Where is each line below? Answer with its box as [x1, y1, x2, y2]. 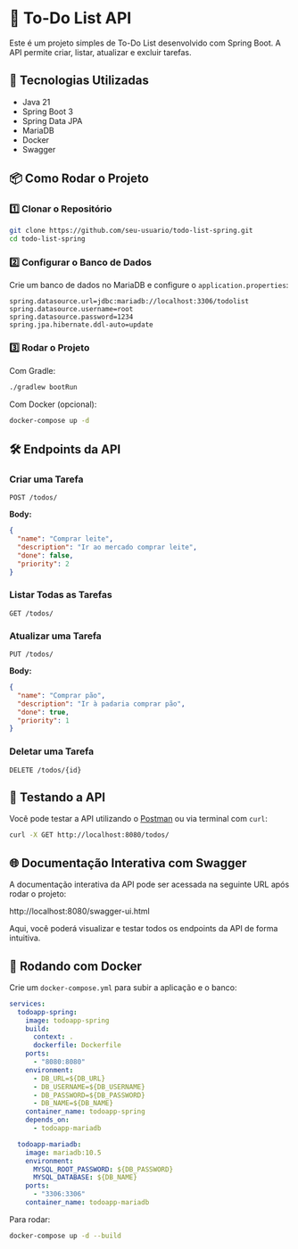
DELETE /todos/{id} [9, 765, 82, 774]
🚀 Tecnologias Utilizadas [9, 73, 149, 88]
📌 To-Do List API [9, 8, 132, 29]
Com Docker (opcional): [9, 399, 97, 409]
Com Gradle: [9, 365, 56, 376]
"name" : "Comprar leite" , [17, 534, 114, 543]
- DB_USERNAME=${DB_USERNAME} [32, 1082, 145, 1091]
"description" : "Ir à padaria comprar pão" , [17, 699, 186, 708]
